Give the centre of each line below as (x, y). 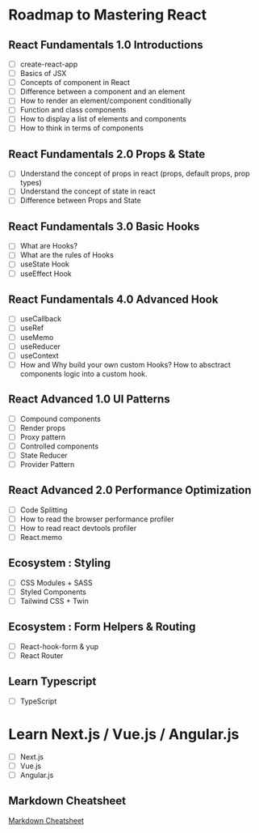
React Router (42, 655)
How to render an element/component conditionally (106, 101)
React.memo (41, 537)
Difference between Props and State (80, 201)
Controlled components (59, 446)
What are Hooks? (49, 246)
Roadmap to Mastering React (108, 15)
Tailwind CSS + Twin (54, 601)
